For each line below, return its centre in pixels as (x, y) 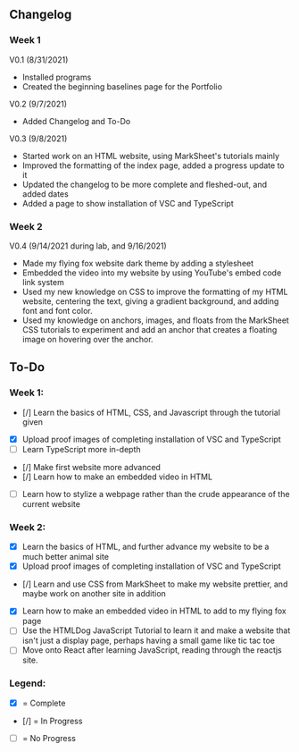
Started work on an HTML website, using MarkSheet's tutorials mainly (150, 156)
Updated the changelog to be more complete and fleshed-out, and (145, 184)
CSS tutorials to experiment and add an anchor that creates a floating (149, 329)
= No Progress (49, 738)
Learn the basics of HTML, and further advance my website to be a (145, 547)
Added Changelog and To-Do (76, 121)
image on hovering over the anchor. (87, 339)
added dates (45, 194)
